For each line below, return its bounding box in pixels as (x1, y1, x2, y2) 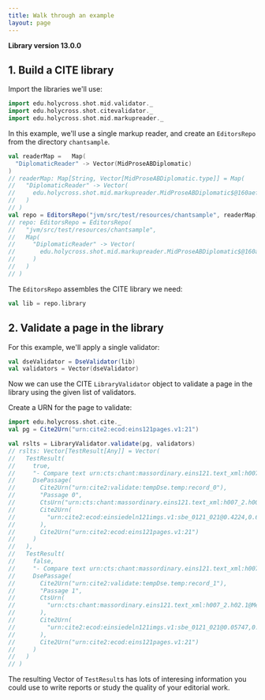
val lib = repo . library (8, 299, 87, 307)
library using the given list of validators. (8, 388, 136, 397)
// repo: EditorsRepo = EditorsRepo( (8, 218, 132, 226)
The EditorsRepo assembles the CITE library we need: (8, 284, 183, 293)
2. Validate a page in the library (8, 322, 164, 335)
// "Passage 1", (8, 586, 83, 595)
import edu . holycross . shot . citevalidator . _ (8, 107, 154, 115)
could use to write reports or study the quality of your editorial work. (8, 683, 230, 692)
